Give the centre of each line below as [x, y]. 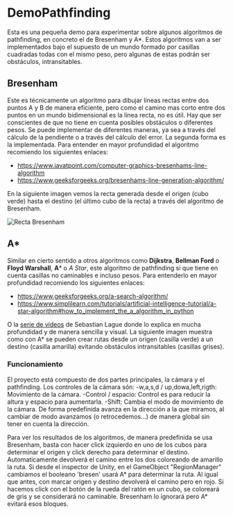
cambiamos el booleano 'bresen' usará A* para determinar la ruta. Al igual [113, 474]
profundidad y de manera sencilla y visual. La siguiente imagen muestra [110, 332]
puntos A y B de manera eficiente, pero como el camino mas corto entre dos [116, 107]
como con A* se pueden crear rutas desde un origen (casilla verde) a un [110, 339]
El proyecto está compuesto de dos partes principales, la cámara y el [106, 379]
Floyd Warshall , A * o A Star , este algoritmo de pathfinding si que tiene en [113, 268]
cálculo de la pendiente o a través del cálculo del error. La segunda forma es [116, 137]
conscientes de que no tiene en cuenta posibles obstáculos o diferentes [110, 122]
